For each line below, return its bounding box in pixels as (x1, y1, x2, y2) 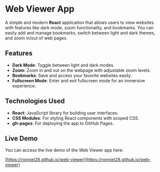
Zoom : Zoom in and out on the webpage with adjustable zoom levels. (12, 67, 151, 73)
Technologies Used (5, 97, 65, 105)
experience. (12, 83, 36, 89)
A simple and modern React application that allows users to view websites (5, 19, 154, 25)
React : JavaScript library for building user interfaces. (12, 110, 119, 115)
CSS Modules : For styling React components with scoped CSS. (12, 115, 140, 121)
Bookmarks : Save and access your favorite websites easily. (12, 72, 132, 78)
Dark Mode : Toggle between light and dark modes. (12, 62, 115, 68)
